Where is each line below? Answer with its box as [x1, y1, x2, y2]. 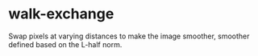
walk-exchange [8, 5, 114, 23]
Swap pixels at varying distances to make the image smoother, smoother [8, 31, 250, 41]
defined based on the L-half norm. [8, 39, 123, 49]
